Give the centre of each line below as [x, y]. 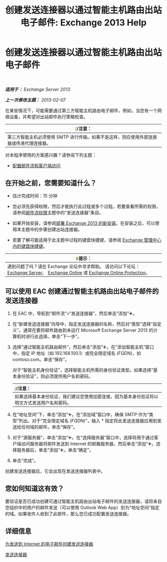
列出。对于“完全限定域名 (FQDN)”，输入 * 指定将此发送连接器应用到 [88, 421]
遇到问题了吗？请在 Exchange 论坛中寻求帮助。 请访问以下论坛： [74, 266]
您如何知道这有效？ [35, 488]
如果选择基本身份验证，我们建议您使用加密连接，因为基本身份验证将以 [86, 396]
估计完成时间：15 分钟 [35, 196]
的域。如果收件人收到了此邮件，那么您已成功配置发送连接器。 [68, 514]
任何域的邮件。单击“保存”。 [49, 427]
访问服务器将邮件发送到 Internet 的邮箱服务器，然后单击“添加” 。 [89, 444]
